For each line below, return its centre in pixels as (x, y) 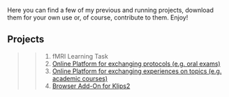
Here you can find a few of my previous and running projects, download (111, 10)
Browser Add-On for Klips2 (91, 86)
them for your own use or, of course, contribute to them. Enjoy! (98, 17)
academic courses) (80, 78)
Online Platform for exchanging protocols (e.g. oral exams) (136, 64)
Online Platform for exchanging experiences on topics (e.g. (137, 71)
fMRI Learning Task (80, 56)
